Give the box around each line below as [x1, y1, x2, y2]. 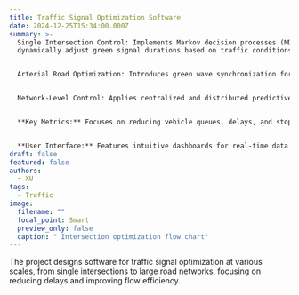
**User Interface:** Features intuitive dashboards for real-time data [17, 141, 289, 150]
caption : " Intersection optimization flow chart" [17, 232, 209, 241]
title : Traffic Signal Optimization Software [9, 12, 181, 22]
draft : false [9, 149, 58, 158]
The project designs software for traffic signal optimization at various [9, 257, 263, 267]
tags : [9, 183, 29, 192]
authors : [9, 166, 42, 175]
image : [9, 199, 34, 208]
